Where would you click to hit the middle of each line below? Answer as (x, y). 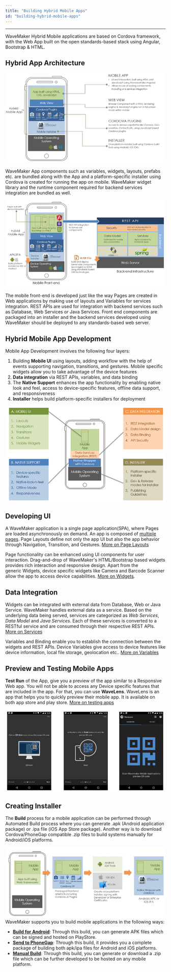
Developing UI (28, 516)
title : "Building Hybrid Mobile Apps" (46, 11)
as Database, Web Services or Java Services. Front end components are (81, 312)
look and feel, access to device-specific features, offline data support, (86, 388)
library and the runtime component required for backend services (74, 188)
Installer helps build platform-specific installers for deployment (79, 399)
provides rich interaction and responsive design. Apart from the (72, 565)
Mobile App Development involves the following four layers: (68, 351)
